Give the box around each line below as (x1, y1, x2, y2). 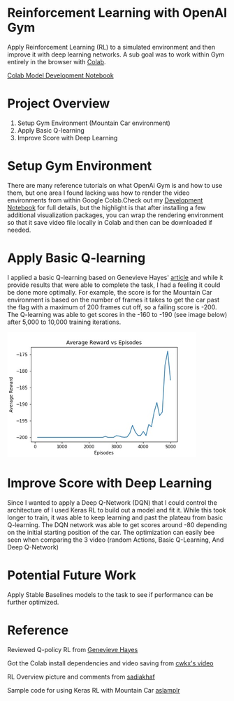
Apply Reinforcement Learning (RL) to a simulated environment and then (7, 43, 215, 51)
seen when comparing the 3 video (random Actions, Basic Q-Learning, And (7, 536, 224, 544)
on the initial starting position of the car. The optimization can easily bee (7, 528, 215, 536)
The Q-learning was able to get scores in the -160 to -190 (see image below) (7, 310, 228, 318)
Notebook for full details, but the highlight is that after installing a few (7, 203, 206, 212)
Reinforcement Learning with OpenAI (7, 5, 228, 21)
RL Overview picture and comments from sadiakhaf (7, 672, 156, 681)
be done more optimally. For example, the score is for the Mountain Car (7, 288, 212, 296)
